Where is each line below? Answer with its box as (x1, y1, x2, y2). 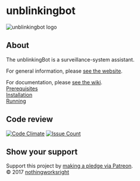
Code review (6, 114, 53, 124)
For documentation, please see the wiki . (6, 78, 103, 86)
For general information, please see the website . (6, 67, 123, 74)
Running (6, 97, 26, 104)
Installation (6, 91, 33, 98)
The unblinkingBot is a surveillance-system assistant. (6, 56, 135, 63)
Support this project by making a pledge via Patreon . (6, 162, 134, 169)
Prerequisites (6, 85, 38, 92)
